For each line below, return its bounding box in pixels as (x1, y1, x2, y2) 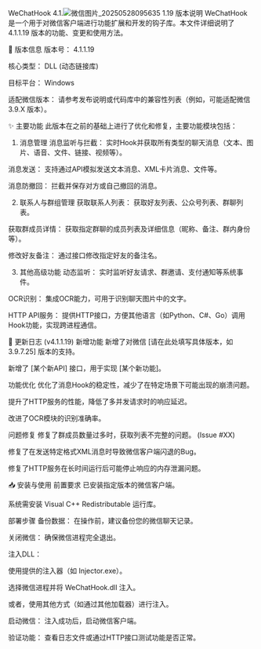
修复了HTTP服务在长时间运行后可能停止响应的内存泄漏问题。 (8, 464, 205, 472)
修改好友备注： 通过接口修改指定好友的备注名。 (8, 251, 161, 260)
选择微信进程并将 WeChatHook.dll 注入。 (8, 583, 140, 592)
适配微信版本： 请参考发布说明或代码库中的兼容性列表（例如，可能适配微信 (8, 95, 251, 104)
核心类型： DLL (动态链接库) (8, 61, 100, 71)
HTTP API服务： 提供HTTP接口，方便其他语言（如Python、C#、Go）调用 (8, 311, 245, 319)
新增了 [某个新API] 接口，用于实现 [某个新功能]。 (8, 363, 166, 373)
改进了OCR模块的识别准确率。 (8, 414, 106, 423)
